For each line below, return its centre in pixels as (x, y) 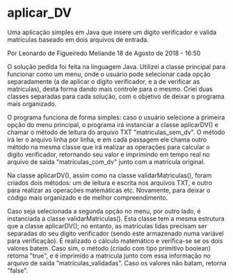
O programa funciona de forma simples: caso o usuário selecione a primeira (116, 117)
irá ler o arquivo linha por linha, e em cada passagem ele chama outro (107, 139)
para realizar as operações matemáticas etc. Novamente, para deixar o (109, 190)
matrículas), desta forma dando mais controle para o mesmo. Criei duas (110, 89)
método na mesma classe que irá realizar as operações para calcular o (109, 147)
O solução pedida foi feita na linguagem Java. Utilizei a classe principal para (116, 66)
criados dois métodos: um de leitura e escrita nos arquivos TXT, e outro (110, 182)
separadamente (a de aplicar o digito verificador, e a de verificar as (104, 81)
